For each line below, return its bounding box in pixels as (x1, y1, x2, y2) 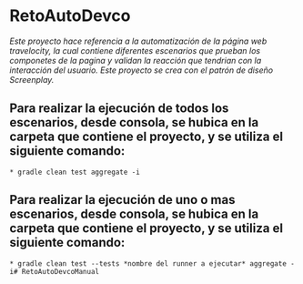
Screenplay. (9, 74, 55, 85)
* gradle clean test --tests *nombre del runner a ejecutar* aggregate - (9, 259, 296, 269)
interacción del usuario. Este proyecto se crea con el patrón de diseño (9, 65, 274, 76)
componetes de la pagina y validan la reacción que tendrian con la (9, 55, 262, 66)
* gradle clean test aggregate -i (9, 167, 141, 177)
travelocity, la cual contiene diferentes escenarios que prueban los (9, 45, 261, 56)
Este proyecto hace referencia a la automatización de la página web (9, 35, 268, 46)
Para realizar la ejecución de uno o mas (9, 192, 236, 208)
